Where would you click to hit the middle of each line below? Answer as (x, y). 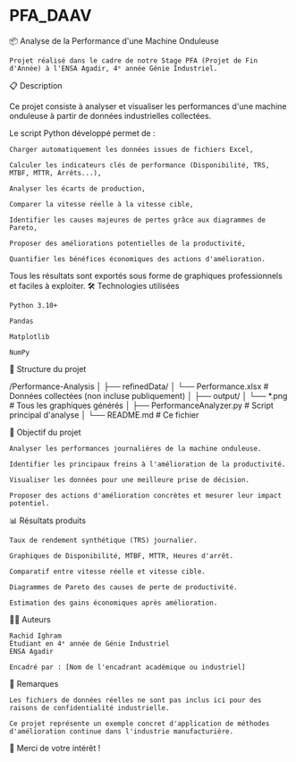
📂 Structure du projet (48, 368)
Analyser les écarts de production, (77, 189)
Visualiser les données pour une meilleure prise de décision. (130, 479)
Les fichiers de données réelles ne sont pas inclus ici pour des (135, 700)
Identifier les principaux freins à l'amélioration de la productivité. (148, 464)
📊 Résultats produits (48, 521)
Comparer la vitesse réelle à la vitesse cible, (101, 204)
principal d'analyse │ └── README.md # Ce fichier (104, 415)
